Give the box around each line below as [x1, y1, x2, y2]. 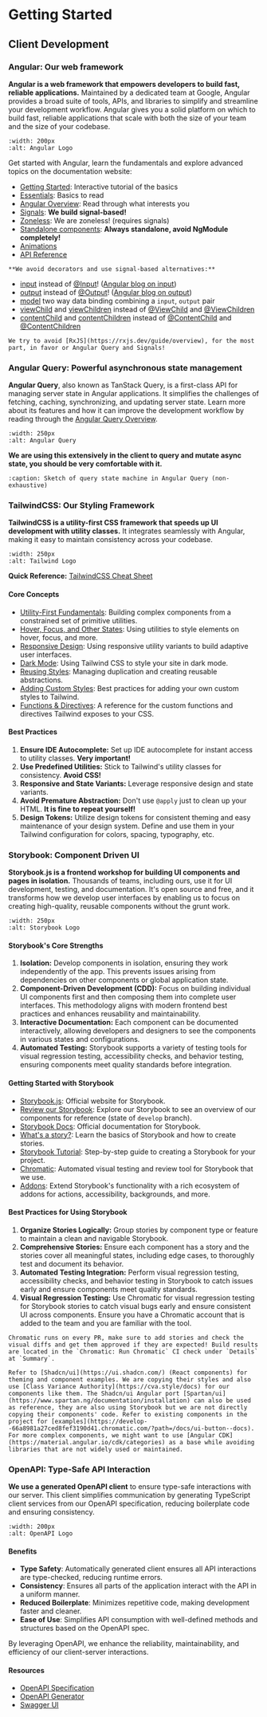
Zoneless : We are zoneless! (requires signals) [19, 215, 170, 225]
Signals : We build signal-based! [19, 207, 127, 217]
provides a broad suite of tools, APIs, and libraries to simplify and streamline [8, 96, 259, 105]
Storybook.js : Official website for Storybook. [19, 1096, 166, 1106]
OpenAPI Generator [19, 1691, 85, 1701]
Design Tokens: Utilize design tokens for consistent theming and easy [19, 812, 251, 822]
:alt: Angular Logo [8, 143, 73, 152]
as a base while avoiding [168, 1438, 255, 1446]
